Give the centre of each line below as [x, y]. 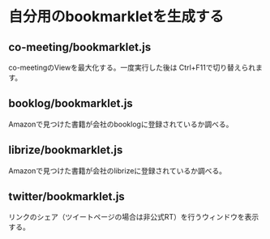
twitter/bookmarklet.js [67, 196]
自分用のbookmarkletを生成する [116, 17]
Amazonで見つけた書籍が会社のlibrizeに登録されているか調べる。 [118, 170]
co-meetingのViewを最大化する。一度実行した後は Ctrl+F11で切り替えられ [132, 67]
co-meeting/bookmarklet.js [80, 47]
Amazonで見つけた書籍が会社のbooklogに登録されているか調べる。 [121, 124]
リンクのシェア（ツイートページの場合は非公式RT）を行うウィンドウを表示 [134, 217]
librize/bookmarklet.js [66, 150]
